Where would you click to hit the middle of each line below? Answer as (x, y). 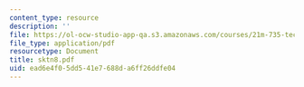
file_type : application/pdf (62, 43)
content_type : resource (54, 18)
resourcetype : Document (54, 52)
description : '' (40, 26)
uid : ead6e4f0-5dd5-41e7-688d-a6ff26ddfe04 (93, 69)
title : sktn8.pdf (42, 60)
